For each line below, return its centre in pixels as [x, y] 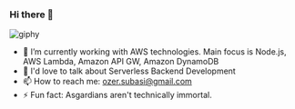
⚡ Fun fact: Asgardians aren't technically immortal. [117, 95]
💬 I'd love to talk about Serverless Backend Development [129, 71]
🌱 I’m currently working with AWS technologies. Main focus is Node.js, [154, 52]
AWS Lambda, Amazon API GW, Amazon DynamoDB [121, 62]
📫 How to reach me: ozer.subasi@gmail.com [107, 82]
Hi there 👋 [32, 15]
